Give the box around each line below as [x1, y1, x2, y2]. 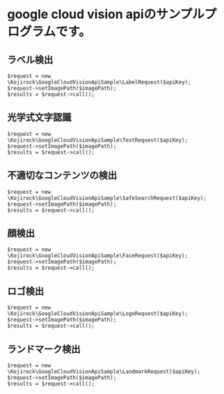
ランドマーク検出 [7, 343, 81, 355]
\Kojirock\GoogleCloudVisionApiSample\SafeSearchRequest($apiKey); [7, 195, 207, 202]
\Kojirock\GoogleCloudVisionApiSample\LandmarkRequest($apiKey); [7, 368, 200, 375]
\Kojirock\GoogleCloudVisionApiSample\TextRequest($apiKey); [7, 137, 189, 144]
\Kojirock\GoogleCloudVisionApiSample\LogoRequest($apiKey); [7, 310, 189, 317]
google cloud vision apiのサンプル [7, 6, 205, 22]
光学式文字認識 [7, 112, 72, 123]
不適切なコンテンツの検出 [7, 169, 117, 181]
